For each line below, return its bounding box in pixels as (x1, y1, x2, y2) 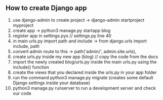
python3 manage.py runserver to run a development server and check (12, 85, 156, 91)
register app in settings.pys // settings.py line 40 (12, 33, 112, 38)
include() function (12, 64, 49, 70)
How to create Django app (5, 4, 87, 12)
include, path (12, 43, 40, 49)
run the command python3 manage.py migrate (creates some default (12, 74, 154, 80)
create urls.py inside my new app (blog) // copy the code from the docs (12, 54, 159, 60)
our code (12, 90, 32, 96)
